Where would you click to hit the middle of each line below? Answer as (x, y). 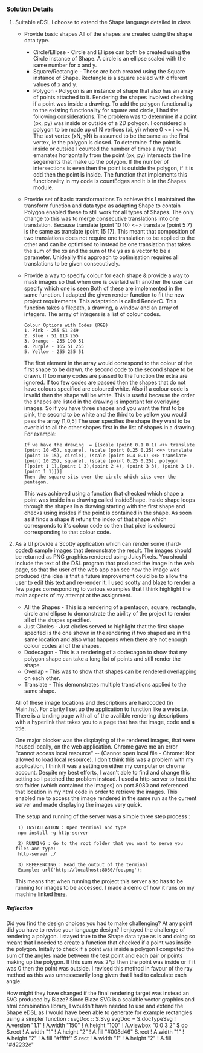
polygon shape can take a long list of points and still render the (102, 659)
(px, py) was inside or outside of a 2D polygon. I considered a (110, 123)
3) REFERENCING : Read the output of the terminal (83, 865)
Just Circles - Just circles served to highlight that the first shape (104, 627)
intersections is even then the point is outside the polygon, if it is (113, 168)
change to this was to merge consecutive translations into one (101, 219)
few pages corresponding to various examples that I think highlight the (103, 589)
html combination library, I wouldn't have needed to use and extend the (95, 1006)
